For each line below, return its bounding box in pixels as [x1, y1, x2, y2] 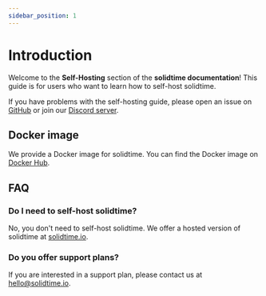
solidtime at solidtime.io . [8, 232, 89, 242]
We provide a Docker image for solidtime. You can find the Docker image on [8, 150, 258, 159]
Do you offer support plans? [8, 251, 120, 262]
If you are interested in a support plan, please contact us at [8, 270, 203, 280]
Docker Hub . [8, 158, 50, 168]
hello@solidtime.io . [8, 278, 71, 288]
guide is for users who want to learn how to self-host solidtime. [8, 81, 216, 90]
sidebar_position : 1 [8, 11, 77, 20]
